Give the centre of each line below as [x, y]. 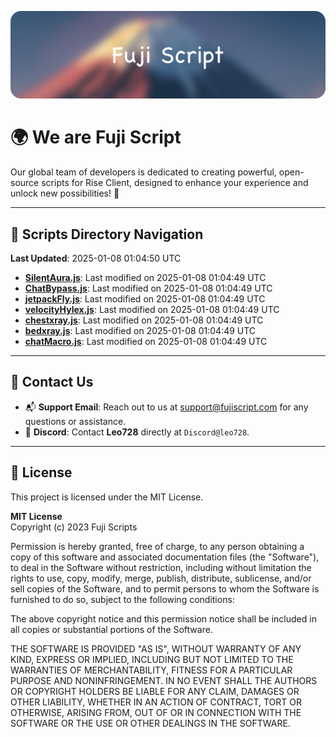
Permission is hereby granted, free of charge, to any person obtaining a [157, 546]
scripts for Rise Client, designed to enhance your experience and [175, 183]
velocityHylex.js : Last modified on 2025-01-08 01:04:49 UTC [152, 310]
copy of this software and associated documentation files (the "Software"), [165, 557]
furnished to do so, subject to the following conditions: [122, 599]
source [25, 183]
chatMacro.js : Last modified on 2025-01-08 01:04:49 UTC [146, 342]
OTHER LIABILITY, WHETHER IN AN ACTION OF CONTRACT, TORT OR [156, 702]
